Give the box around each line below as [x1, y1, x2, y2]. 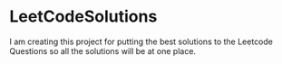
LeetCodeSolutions [9, 6, 158, 27]
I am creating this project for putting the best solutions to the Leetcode [9, 36, 274, 47]
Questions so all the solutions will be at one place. [9, 45, 197, 56]
